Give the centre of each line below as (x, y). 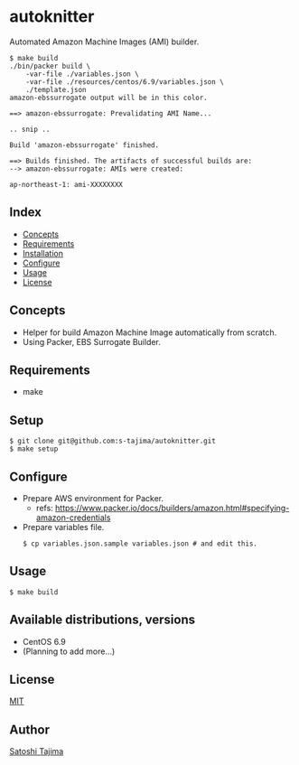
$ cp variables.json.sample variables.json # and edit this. (140, 544)
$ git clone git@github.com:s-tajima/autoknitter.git (113, 441)
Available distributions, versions (103, 620)
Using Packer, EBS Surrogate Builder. (91, 341)
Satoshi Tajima (37, 751)
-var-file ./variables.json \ (83, 74)
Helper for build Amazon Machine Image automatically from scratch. (149, 332)
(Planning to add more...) (69, 651)
